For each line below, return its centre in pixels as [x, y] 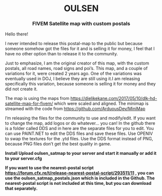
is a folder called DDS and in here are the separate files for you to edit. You [79, 129]
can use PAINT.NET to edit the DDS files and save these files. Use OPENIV [79, 133]
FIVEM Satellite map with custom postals [81, 24]
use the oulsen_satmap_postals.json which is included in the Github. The [80, 178]
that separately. [21, 188]
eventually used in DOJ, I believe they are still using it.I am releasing [73, 79]
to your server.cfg [23, 159]
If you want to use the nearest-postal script [49, 168]
